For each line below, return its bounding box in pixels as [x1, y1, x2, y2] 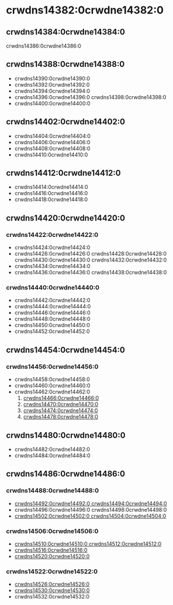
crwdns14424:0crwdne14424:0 [14, 244, 91, 251]
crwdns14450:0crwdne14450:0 [14, 322, 91, 329]
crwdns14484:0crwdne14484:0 [14, 452, 91, 459]
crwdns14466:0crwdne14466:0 [23, 395, 99, 402]
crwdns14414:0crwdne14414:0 [14, 183, 88, 191]
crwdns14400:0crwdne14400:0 [14, 100, 91, 107]
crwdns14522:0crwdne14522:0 [6, 567, 98, 575]
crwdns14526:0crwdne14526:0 [14, 581, 89, 588]
